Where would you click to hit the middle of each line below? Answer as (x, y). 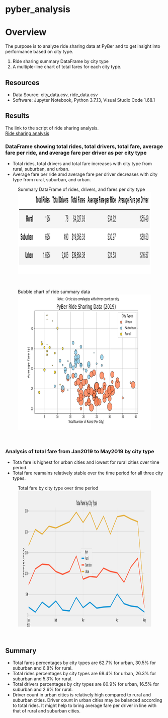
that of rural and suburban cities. (46, 711)
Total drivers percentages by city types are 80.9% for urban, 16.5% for (86, 684)
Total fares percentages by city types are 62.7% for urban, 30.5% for (84, 663)
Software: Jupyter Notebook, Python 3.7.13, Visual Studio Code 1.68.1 (84, 100)
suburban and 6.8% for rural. (43, 668)
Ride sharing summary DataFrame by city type (61, 61)
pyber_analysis (38, 9)
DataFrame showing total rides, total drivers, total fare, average (84, 146)
